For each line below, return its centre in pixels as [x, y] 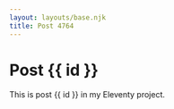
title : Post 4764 [42, 26]
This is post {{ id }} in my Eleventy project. [87, 95]
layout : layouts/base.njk [57, 17]
